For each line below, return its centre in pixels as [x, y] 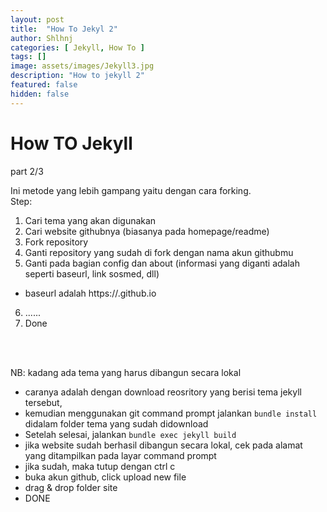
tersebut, [43, 402]
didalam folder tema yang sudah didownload [116, 423]
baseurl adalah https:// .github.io [90, 293]
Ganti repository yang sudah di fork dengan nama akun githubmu [159, 252]
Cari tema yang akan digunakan [90, 220]
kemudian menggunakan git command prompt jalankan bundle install [171, 413]
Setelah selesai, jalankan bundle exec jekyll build [130, 434]
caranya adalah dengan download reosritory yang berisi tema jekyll [163, 392]
